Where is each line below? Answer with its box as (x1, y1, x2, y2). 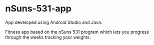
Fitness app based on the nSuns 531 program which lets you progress (5, 29, 149, 35)
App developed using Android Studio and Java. (5, 19, 102, 25)
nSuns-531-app (5, 3, 71, 14)
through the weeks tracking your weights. (5, 34, 91, 40)
